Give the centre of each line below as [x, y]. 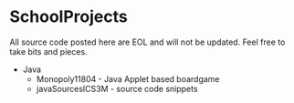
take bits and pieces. [49, 51]
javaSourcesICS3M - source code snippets [117, 88]
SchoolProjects [68, 17]
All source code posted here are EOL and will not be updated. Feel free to [147, 42]
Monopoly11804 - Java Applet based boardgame [128, 78]
